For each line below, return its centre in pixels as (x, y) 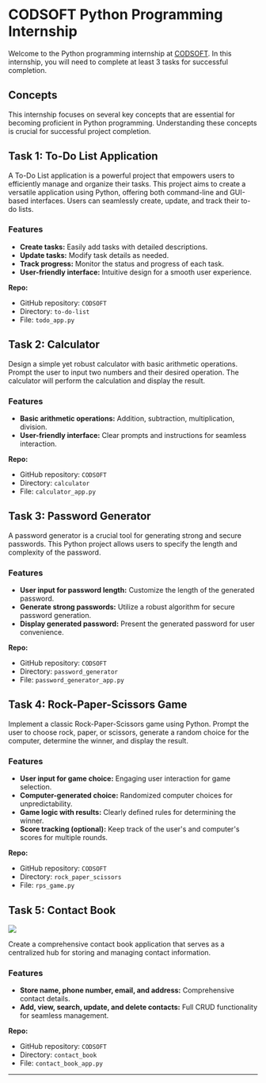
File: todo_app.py (47, 320)
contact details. (45, 999)
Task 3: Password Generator (80, 516)
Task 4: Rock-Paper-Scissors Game (98, 705)
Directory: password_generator (69, 671)
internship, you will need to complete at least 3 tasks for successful (118, 62)
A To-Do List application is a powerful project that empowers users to (122, 175)
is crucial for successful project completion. (80, 131)
